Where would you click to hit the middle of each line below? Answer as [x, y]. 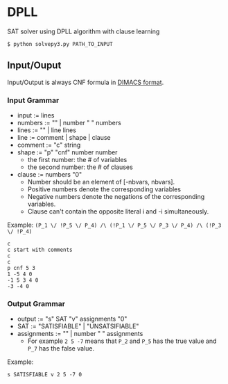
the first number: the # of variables [77, 160]
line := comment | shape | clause [64, 138]
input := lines [36, 115]
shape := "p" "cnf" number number [67, 152]
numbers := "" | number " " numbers [69, 123]
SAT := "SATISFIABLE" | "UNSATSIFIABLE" [78, 326]
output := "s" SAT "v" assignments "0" [72, 319]
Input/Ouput [34, 66]
